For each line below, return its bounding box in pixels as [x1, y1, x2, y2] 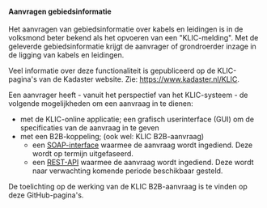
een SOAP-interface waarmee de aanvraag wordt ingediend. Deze [32, 140, 253, 150]
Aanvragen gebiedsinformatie [8, 6, 112, 16]
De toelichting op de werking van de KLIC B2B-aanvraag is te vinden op [8, 182, 248, 192]
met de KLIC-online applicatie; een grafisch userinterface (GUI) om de [19, 114, 255, 125]
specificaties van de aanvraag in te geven [19, 123, 159, 133]
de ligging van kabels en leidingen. [8, 50, 125, 60]
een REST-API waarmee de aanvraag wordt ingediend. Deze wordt [32, 158, 254, 168]
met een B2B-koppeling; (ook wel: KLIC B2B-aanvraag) [19, 132, 205, 142]
